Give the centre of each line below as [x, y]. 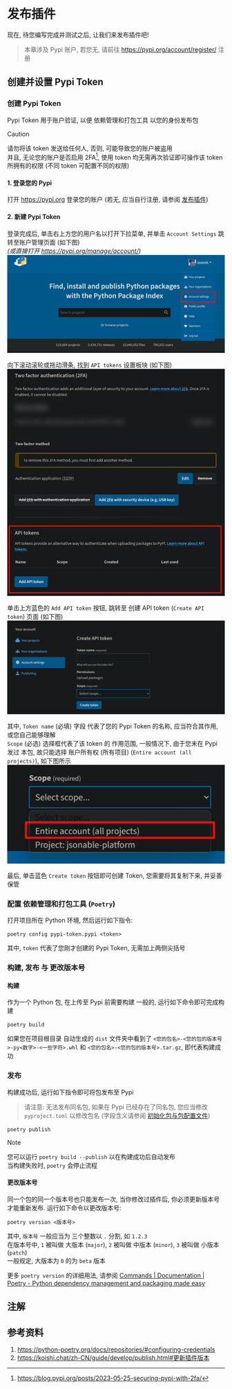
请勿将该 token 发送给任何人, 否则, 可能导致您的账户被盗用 [90, 148]
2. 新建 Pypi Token [34, 217]
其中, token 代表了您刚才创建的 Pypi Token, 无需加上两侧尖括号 [96, 948]
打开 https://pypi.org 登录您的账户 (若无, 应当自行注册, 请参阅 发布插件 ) [108, 200]
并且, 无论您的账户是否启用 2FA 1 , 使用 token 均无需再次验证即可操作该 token [115, 157]
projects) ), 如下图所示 [39, 760]
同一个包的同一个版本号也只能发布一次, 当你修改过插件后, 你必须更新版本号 [113, 1199]
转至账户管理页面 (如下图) [44, 242]
